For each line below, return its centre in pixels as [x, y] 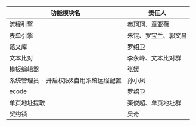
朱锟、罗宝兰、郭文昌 [157, 36]
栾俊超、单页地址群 [154, 103]
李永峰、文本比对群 [154, 58]
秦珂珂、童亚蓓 [148, 24]
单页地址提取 [27, 103]
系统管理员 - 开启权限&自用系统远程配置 [66, 80]
